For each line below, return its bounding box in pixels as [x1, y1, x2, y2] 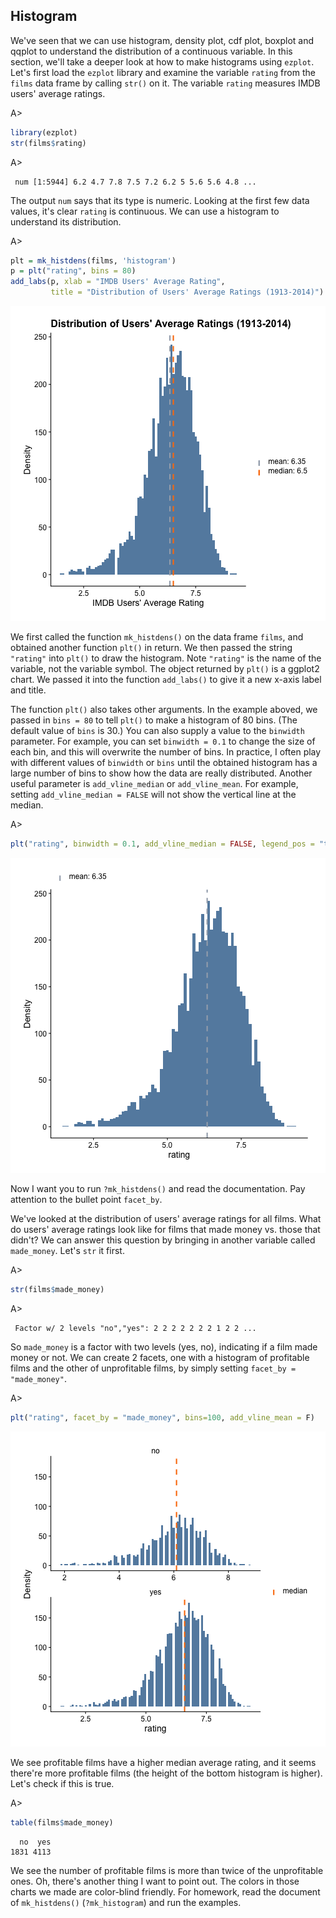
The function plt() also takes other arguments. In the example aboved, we [10, 704, 318, 716]
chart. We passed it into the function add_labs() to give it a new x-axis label [10, 674, 322, 686]
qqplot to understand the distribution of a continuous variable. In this [10, 45, 293, 57]
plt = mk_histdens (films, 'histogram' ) [10, 255, 177, 266]
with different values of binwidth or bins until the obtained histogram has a [10, 757, 318, 769]
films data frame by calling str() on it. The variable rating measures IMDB [10, 77, 321, 89]
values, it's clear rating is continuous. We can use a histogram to [10, 205, 280, 217]
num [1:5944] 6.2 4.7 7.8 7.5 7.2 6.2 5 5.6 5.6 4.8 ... [14, 177, 257, 187]
